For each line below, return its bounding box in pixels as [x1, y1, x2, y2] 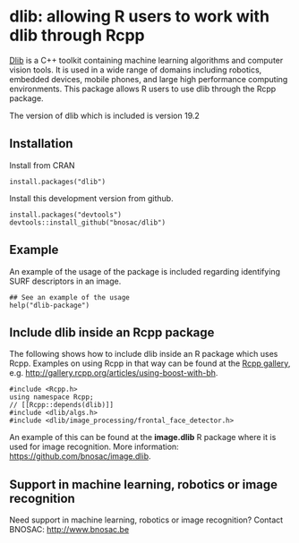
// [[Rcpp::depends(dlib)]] [9, 401, 115, 410]
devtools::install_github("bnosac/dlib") [9, 217, 167, 227]
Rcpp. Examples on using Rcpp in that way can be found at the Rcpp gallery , [9, 358, 291, 369]
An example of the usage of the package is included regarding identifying [9, 266, 280, 276]
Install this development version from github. [9, 192, 174, 203]
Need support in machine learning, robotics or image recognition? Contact [9, 514, 284, 525]
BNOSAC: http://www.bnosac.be [9, 524, 130, 535]
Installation [9, 136, 73, 151]
